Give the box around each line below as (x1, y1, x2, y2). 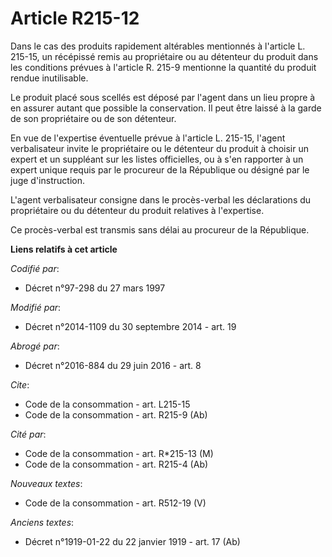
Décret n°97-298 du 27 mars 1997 (24, 282, 166, 294)
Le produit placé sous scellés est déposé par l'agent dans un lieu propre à (10, 91, 316, 103)
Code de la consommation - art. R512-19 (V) (24, 497, 207, 509)
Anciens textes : (10, 516, 75, 528)
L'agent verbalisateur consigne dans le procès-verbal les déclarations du (10, 193, 312, 206)
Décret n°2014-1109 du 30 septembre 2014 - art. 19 (24, 320, 237, 332)
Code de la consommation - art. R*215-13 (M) (24, 447, 214, 459)
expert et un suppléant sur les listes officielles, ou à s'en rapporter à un (10, 153, 304, 165)
